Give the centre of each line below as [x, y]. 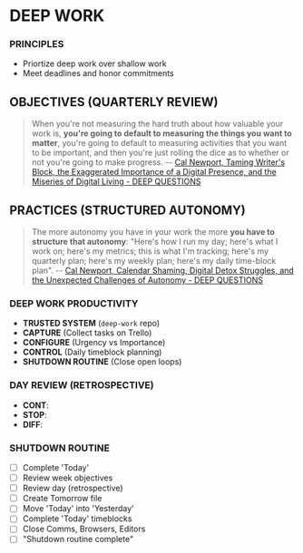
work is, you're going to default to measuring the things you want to [161, 133]
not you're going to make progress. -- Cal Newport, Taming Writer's [158, 162]
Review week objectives [68, 478]
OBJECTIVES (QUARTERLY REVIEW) [114, 102]
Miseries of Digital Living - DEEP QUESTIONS [116, 181]
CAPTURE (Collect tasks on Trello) [87, 333]
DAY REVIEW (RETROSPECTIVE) [82, 385]
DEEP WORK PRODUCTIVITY [74, 304]
